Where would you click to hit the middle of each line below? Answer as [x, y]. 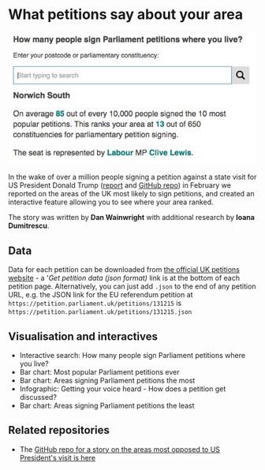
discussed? [38, 397]
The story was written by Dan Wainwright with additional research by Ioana [131, 218]
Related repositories [59, 430]
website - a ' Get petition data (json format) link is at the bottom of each [124, 278]
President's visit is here [58, 457]
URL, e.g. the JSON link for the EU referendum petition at [101, 295]
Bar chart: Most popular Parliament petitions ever [99, 371]
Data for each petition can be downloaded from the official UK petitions [124, 270]
